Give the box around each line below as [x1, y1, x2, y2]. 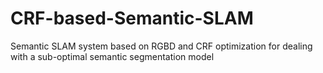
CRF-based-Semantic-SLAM [10, 7, 254, 30]
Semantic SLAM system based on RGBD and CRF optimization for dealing [10, 40, 313, 52]
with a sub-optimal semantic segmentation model [10, 50, 215, 62]
